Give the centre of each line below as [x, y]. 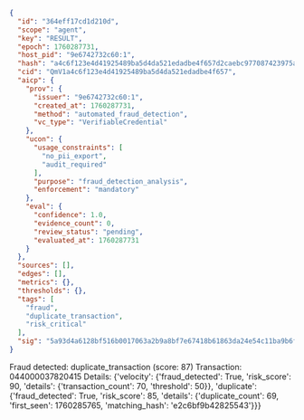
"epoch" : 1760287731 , [58, 47]
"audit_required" [74, 164]
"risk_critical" [57, 325]
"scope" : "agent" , [52, 30]
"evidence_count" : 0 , [74, 223]
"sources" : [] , [46, 266]
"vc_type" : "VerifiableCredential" [100, 122]
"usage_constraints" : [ [78, 148]
